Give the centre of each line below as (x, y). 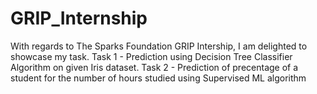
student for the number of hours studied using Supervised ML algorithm (158, 78)
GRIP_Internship (79, 18)
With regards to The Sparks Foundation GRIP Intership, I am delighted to (159, 46)
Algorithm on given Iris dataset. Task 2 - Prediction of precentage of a (154, 67)
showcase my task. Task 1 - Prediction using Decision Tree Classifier (151, 56)
